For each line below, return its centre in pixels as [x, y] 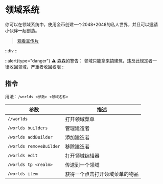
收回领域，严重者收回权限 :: [37, 67]
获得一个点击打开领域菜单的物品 [102, 174]
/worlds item [23, 174]
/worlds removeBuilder [34, 146]
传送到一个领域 [82, 165]
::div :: [11, 51]
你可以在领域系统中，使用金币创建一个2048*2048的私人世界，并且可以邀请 [81, 24]
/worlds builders [28, 128]
